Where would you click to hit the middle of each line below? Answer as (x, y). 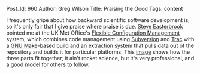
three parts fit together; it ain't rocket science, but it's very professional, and (100, 58)
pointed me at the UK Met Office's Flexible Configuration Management (93, 33)
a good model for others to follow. (48, 64)
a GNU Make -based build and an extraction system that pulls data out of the (100, 45)
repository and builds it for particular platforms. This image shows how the (98, 52)
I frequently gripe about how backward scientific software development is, (98, 20)
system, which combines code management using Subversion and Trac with (100, 39)
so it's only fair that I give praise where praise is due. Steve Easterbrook (95, 27)
